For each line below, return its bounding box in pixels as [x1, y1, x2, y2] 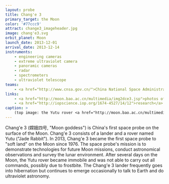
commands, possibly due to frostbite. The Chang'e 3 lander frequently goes [5, 162, 162, 168]
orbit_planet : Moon [5, 36, 46, 41]
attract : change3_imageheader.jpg [5, 26, 78, 31]
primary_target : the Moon [5, 17, 59, 22]
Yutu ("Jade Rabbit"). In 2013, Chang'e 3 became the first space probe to [5, 135, 156, 141]
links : [5, 91, 19, 97]
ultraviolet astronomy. [5, 173, 50, 179]
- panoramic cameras [14, 63, 57, 68]
